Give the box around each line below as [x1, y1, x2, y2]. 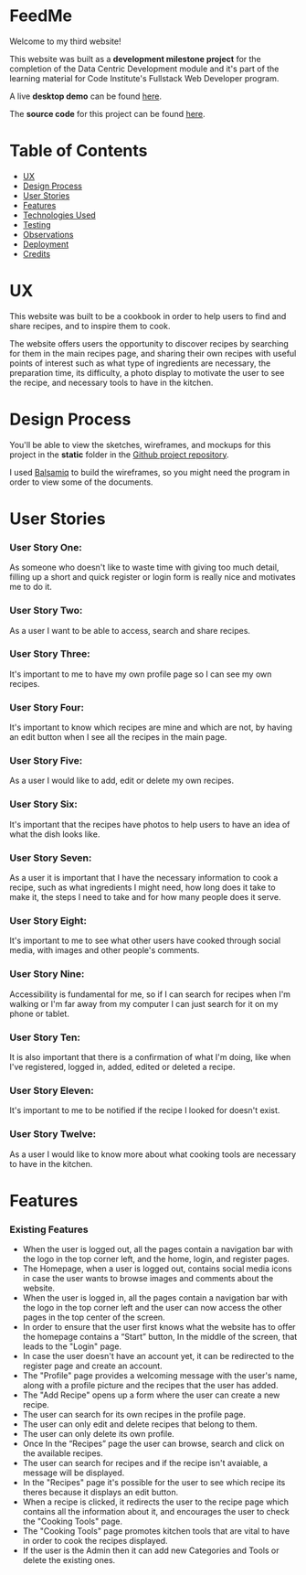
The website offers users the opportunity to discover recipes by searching [9, 337, 290, 348]
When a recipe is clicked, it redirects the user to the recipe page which [22, 1496, 290, 1507]
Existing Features [9, 1223, 89, 1236]
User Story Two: [9, 605, 83, 617]
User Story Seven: [9, 852, 92, 864]
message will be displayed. [22, 1467, 125, 1478]
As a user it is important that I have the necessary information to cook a [9, 873, 279, 884]
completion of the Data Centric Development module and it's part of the [9, 63, 280, 74]
